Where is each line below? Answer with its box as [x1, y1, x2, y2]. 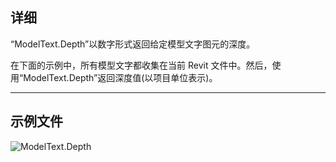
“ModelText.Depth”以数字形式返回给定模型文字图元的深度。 [10, 38, 256, 50]
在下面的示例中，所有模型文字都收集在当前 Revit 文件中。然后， [10, 59, 273, 71]
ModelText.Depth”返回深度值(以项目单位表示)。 [23, 71, 218, 83]
